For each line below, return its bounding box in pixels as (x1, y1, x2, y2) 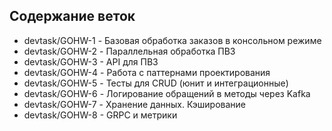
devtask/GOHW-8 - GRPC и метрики (23, 109, 178, 121)
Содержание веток (9, 8, 136, 25)
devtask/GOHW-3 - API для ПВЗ (23, 55, 159, 68)
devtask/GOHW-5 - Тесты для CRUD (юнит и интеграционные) (23, 77, 289, 89)
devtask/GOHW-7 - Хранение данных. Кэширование (23, 98, 246, 110)
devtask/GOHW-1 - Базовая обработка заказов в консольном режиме (23, 34, 322, 46)
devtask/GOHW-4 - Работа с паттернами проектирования (23, 66, 271, 78)
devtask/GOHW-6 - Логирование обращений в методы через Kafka (23, 87, 311, 99)
